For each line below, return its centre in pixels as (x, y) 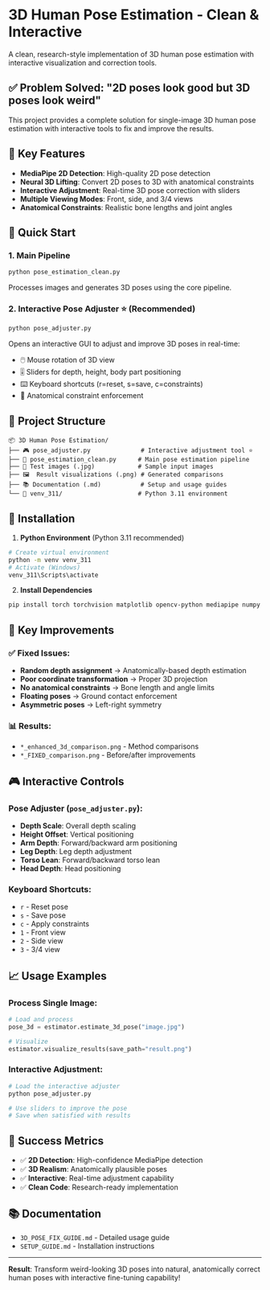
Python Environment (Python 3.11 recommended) (102, 537)
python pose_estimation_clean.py (64, 272)
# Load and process (41, 1019)
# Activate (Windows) (45, 567)
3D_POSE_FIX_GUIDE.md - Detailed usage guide (95, 1237)
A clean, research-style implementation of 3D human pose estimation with (131, 54)
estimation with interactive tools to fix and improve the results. (111, 128)
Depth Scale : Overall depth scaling (78, 825)
